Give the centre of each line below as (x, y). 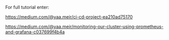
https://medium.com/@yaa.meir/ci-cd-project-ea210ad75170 (69, 17)
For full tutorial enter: (27, 7)
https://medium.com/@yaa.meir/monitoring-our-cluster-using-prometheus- (84, 26)
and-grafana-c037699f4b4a (35, 32)
